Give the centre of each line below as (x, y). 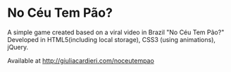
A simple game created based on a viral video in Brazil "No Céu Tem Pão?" (116, 32)
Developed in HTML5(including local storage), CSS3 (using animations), (112, 39)
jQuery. (18, 47)
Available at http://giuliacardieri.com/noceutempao (81, 60)
